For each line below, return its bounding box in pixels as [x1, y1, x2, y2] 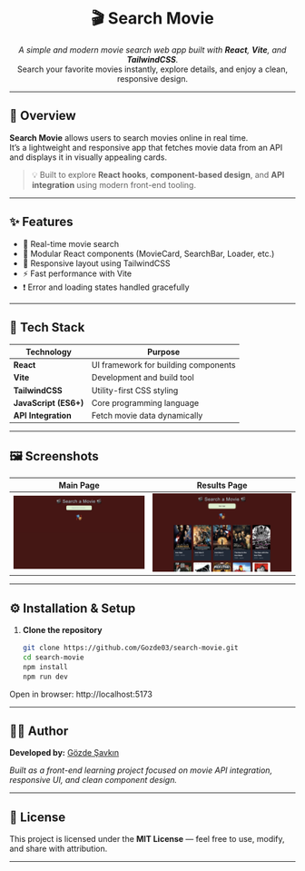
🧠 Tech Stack [9, 320, 85, 335]
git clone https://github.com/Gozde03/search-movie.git [22, 643, 239, 653]
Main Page [58, 480, 100, 490]
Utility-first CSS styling [91, 384, 179, 396]
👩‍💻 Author [9, 724, 69, 738]
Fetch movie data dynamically [91, 411, 203, 421]
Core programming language [91, 397, 200, 408]
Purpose [147, 346, 181, 357]
